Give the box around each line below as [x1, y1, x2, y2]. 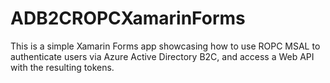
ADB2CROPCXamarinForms [10, 7, 246, 30]
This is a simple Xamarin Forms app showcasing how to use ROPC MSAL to [10, 40, 321, 52]
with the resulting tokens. [10, 61, 115, 73]
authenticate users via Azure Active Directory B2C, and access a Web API [10, 50, 315, 62]
